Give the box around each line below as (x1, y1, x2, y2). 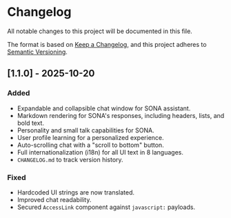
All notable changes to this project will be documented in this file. (7, 27, 193, 35)
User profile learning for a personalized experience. (17, 133, 164, 141)
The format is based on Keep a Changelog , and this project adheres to (7, 40, 207, 48)
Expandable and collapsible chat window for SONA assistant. (17, 104, 191, 112)
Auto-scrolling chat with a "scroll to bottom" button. (17, 141, 164, 149)
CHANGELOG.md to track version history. (17, 155, 123, 163)
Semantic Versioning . (7, 48, 68, 56)
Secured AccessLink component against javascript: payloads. (17, 203, 195, 211)
